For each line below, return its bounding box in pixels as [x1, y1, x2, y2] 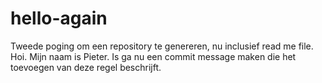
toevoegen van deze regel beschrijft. [10, 61, 162, 73]
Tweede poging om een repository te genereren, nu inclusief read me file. [10, 40, 314, 52]
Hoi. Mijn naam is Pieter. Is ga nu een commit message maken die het [10, 50, 297, 62]
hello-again [10, 7, 108, 30]
